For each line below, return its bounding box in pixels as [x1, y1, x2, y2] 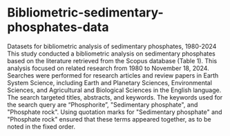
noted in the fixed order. [7, 122, 76, 131]
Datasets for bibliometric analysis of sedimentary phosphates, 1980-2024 [7, 42, 217, 50]
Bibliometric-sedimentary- [7, 5, 164, 21]
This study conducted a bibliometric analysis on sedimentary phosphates [7, 49, 215, 58]
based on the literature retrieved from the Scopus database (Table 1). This [7, 56, 218, 65]
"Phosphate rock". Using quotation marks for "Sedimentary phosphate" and [7, 108, 222, 116]
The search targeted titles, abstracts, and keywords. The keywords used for [7, 93, 223, 101]
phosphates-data [7, 19, 109, 35]
